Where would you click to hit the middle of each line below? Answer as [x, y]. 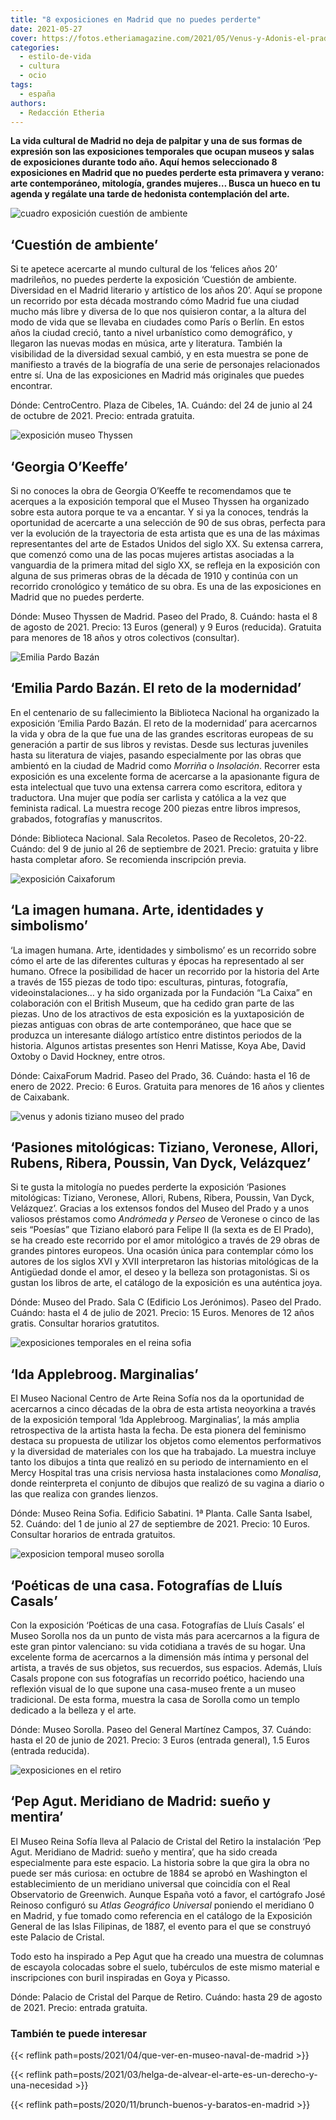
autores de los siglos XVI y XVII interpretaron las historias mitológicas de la [164, 1262]
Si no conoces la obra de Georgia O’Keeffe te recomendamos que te [151, 490]
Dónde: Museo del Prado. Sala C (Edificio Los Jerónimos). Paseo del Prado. [166, 1302]
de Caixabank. [40, 1097]
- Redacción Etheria [62, 112]
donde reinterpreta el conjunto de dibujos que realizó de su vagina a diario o [167, 1483]
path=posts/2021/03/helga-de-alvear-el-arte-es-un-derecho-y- [186, 2075]
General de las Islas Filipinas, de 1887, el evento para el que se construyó [161, 1926]
